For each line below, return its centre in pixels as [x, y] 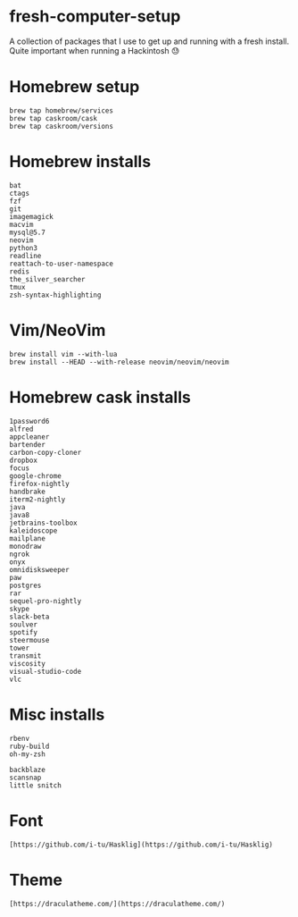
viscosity [28, 663]
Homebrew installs [80, 162]
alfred [21, 429]
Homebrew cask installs [100, 397]
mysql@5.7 [28, 232]
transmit [25, 656]
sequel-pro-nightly [46, 601]
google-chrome [36, 475]
